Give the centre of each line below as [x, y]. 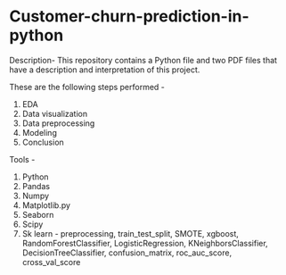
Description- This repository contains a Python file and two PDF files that [143, 60]
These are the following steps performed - [87, 87]
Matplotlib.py [46, 205]
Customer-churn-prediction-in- [129, 17]
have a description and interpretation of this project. [105, 70]
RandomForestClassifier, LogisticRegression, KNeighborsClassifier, [145, 243]
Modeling [40, 132]
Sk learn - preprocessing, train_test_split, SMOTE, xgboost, [130, 233]
